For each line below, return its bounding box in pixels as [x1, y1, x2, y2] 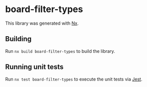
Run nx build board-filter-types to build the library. [5, 48, 115, 54]
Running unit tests [5, 63, 64, 71]
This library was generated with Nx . [5, 20, 79, 26]
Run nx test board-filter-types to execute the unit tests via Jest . [5, 76, 142, 82]
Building [5, 35, 32, 43]
